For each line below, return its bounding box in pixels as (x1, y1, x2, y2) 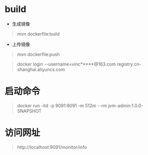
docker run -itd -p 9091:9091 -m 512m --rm (17, 102, 107, 109)
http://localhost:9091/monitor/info (17, 144, 87, 150)
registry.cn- (117, 61, 141, 67)
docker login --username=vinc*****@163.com (17, 61, 116, 67)
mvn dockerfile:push (17, 51, 60, 57)
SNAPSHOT (17, 108, 42, 114)
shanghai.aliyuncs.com (17, 66, 65, 72)
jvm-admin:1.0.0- (108, 102, 143, 109)
